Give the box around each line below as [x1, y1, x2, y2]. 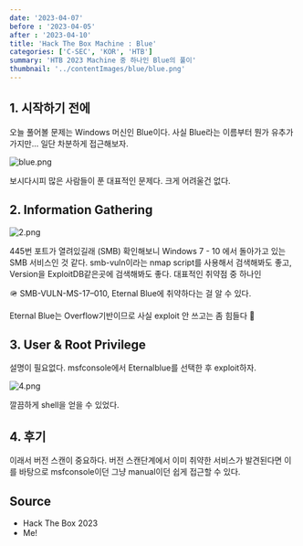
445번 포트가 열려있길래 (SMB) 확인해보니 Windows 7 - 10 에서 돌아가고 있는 [9, 245, 286, 256]
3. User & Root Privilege [9, 337, 146, 352]
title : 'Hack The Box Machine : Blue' [9, 38, 157, 48]
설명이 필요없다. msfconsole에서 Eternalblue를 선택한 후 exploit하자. [9, 362, 257, 373]
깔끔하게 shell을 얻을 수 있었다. [9, 400, 120, 411]
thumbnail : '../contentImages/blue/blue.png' [9, 65, 185, 74]
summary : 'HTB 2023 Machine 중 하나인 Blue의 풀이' [9, 56, 197, 65]
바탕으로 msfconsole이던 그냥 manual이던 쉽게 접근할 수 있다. [18, 466, 241, 477]
